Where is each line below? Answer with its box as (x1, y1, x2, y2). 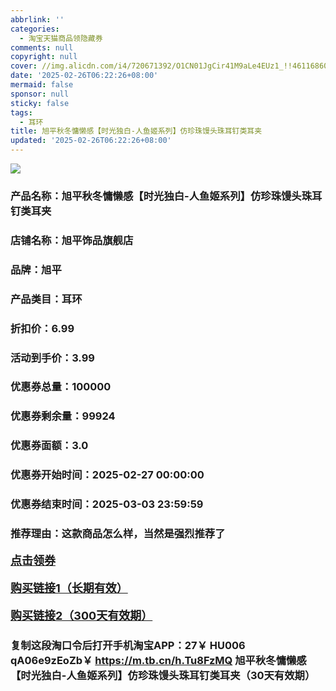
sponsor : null (10, 89, 70, 99)
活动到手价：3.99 (10, 351, 95, 365)
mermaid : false (10, 80, 74, 90)
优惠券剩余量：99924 (10, 409, 116, 423)
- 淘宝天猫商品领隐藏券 (19, 33, 103, 43)
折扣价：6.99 (10, 321, 75, 335)
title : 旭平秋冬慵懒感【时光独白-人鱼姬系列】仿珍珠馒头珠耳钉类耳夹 (10, 126, 263, 136)
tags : (10, 107, 33, 118)
